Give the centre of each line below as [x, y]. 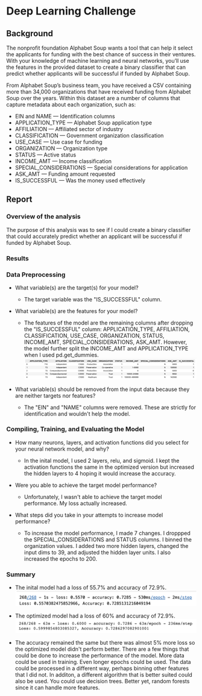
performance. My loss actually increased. [76, 503]
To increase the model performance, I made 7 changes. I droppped [107, 533]
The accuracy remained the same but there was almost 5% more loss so [105, 642]
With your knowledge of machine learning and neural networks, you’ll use [98, 61]
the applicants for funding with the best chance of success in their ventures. [101, 54]
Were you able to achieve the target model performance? [86, 485]
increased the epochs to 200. [61, 559]
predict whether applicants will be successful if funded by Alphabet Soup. [98, 73]
